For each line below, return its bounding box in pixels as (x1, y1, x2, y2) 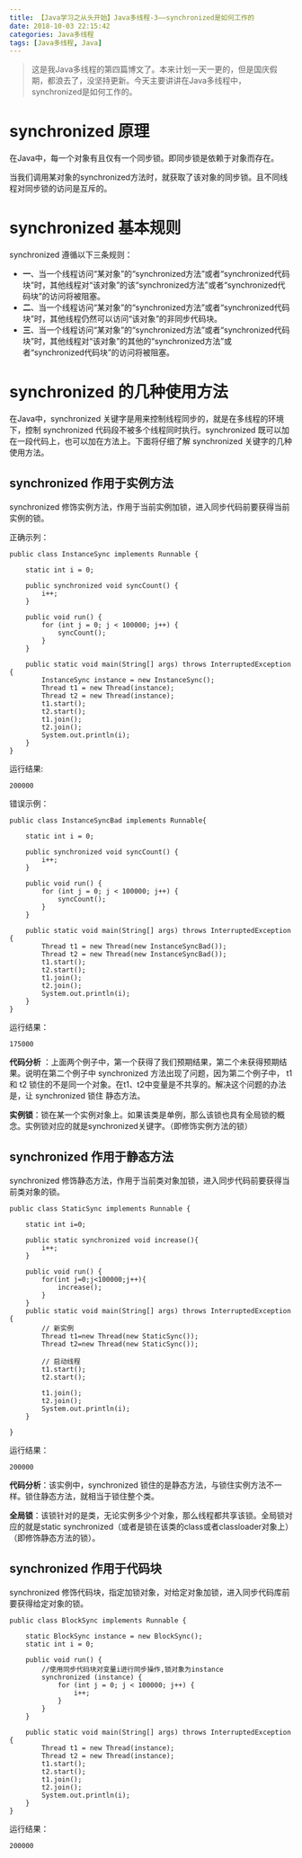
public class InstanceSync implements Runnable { (9, 549, 200, 558)
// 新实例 (41, 1323, 75, 1333)
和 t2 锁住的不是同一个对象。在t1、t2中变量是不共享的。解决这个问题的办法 (9, 1079, 287, 1089)
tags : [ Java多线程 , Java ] (9, 38, 102, 48)
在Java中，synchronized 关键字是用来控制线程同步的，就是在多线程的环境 (9, 413, 285, 424)
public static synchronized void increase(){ (25, 1235, 200, 1245)
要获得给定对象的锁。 (9, 1597, 88, 1609)
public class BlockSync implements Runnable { (9, 1615, 187, 1625)
